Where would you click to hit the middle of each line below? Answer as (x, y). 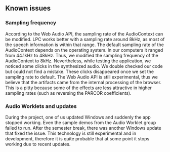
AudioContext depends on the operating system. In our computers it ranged (84, 50)
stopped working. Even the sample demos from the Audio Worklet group (81, 122)
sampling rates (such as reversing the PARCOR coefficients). (68, 93)
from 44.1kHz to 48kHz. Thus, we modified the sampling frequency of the (82, 55)
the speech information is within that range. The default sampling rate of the (85, 45)
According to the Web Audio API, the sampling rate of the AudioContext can (84, 34)
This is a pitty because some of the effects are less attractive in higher (79, 88)
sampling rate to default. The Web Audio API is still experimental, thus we (82, 77)
